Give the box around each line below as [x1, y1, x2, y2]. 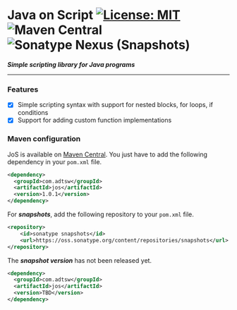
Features [7, 85, 39, 94]
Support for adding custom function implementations [17, 116, 172, 125]
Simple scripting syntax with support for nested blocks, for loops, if [17, 101, 214, 109]
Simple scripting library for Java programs [7, 60, 135, 68]
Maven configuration [7, 134, 81, 144]
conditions [17, 108, 49, 117]
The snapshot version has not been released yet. [7, 256, 152, 264]
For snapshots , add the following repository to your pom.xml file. [7, 210, 194, 218]
